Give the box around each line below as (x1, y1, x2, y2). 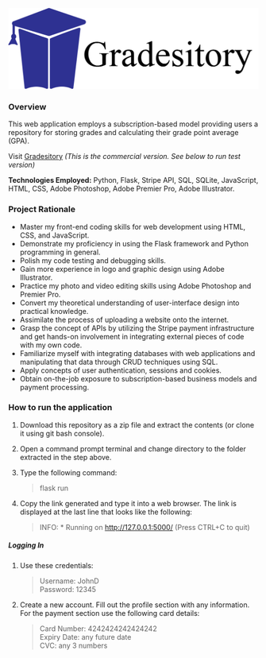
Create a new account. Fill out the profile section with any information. (19, 600, 250, 610)
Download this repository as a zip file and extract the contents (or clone (19, 420, 255, 429)
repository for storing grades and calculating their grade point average (8, 128, 239, 137)
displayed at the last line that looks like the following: (19, 507, 193, 517)
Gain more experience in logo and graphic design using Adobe (19, 264, 225, 273)
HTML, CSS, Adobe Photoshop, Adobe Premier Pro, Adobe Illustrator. (8, 184, 235, 194)
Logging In (8, 540, 44, 550)
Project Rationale (8, 203, 76, 215)
